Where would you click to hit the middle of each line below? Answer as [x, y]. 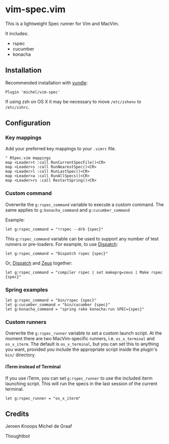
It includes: [17, 33]
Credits [17, 414]
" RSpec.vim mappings [28, 158]
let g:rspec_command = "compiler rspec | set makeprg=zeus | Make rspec [84, 272]
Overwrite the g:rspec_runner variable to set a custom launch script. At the [83, 333]
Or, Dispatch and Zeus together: [39, 263]
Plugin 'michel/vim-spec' [33, 92]
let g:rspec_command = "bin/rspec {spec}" [51, 300]
